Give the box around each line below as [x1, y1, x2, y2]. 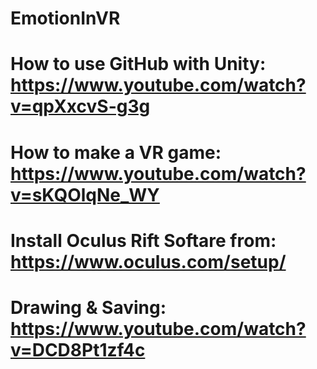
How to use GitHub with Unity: [10, 53, 267, 76]
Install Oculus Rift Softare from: [10, 229, 277, 252]
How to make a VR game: [10, 141, 222, 164]
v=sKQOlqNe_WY [10, 183, 160, 206]
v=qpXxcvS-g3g [10, 95, 151, 118]
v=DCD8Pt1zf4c [10, 338, 146, 361]
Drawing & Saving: [10, 296, 167, 319]
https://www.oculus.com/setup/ [10, 250, 287, 273]
